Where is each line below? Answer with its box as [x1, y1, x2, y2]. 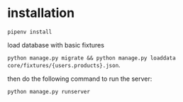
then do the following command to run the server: [7, 74, 152, 83]
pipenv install [7, 28, 52, 35]
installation [7, 5, 75, 21]
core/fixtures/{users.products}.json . [7, 60, 121, 69]
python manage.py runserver [7, 88, 91, 95]
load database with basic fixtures [7, 40, 105, 49]
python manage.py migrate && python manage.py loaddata [7, 55, 176, 62]
